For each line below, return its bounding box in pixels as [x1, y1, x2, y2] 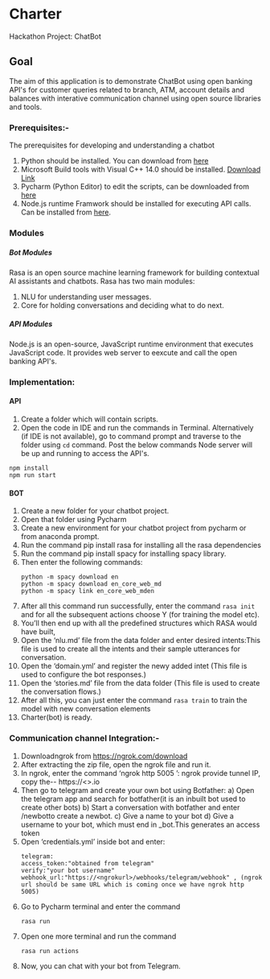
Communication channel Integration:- [9, 732, 160, 744]
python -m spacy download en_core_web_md [20, 580, 162, 588]
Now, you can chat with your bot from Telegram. [20, 960, 182, 971]
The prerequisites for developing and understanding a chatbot [9, 140, 215, 150]
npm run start [9, 471, 57, 479]
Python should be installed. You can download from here [20, 156, 209, 166]
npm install [9, 464, 49, 472]
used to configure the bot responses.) [20, 670, 147, 679]
